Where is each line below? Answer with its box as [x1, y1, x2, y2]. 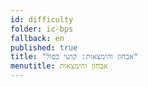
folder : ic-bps [10, 24, 74, 34]
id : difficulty [10, 14, 74, 25]
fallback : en [10, 33, 65, 43]
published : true [10, 42, 78, 53]
